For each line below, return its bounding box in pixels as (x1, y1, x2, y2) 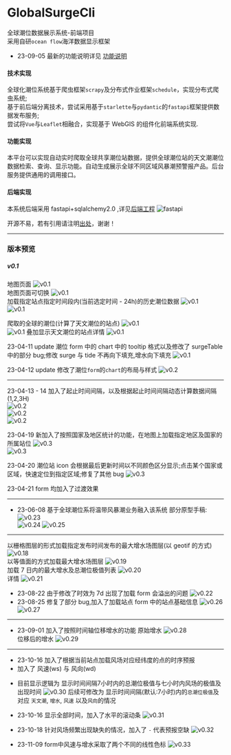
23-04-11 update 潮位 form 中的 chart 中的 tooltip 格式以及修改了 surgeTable (7, 342, 223, 351)
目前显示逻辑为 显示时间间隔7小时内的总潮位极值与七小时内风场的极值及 (16, 679, 221, 687)
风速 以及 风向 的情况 (63, 696, 116, 705)
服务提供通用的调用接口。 (7, 171, 80, 179)
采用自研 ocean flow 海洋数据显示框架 (7, 37, 111, 45)
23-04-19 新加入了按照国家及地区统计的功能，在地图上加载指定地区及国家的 (7, 431, 223, 439)
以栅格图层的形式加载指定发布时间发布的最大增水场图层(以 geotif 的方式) (7, 541, 212, 550)
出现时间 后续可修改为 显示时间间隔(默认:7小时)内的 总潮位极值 (16, 687, 213, 696)
